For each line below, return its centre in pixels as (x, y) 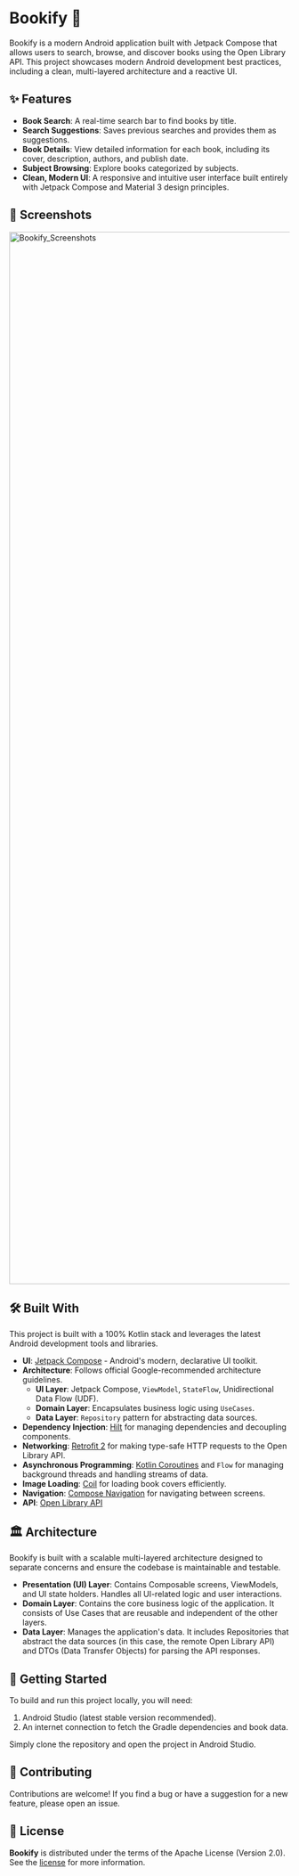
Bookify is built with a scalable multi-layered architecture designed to (136, 1558)
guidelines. (42, 1380)
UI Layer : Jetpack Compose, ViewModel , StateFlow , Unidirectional (154, 1390)
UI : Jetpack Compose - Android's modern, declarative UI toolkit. (140, 1361)
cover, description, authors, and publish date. (105, 159)
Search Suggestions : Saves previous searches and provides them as (149, 130)
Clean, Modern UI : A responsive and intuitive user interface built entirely (155, 177)
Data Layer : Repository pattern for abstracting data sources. (146, 1418)
